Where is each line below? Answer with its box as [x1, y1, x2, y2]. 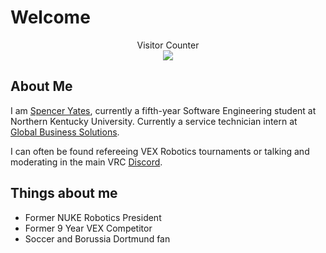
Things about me [10, 185, 118, 202]
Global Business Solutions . [10, 126, 120, 138]
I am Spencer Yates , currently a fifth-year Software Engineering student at [10, 104, 317, 116]
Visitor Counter [136, 39, 200, 51]
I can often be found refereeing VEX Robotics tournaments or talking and [10, 145, 310, 157]
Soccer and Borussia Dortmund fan [24, 232, 171, 245]
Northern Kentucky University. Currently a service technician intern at [10, 115, 298, 127]
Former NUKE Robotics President [24, 211, 162, 223]
